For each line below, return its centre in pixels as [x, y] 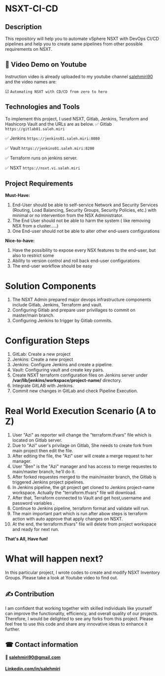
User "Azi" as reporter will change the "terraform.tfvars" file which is [82, 435]
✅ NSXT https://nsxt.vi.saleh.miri [43, 168]
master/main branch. [33, 315]
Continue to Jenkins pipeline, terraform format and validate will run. [81, 508]
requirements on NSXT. [29, 49]
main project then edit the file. [43, 451]
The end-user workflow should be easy [52, 266]
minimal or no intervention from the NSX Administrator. [68, 216]
